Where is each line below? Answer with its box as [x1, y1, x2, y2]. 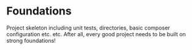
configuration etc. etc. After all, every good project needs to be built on [6, 30, 186, 37]
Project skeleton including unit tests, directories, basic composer [6, 24, 171, 31]
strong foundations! [6, 37, 56, 44]
